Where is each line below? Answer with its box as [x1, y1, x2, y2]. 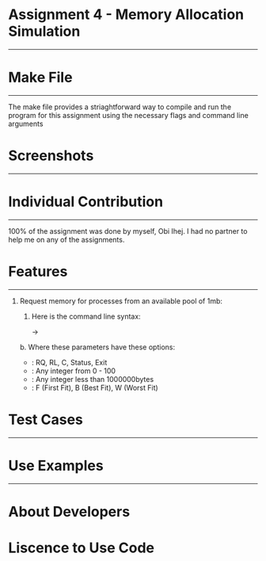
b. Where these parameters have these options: [19, 342, 176, 352]
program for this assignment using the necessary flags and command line [8, 110, 249, 120]
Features [8, 262, 68, 280]
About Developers [8, 502, 131, 521]
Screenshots [8, 147, 94, 165]
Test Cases [8, 410, 83, 429]
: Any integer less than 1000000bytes [31, 374, 154, 384]
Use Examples [8, 456, 104, 475]
